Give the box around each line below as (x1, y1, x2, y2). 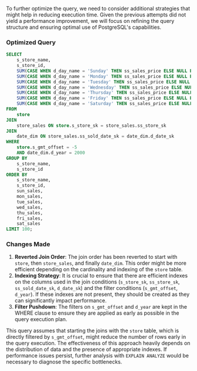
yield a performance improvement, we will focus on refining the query (6, 18, 175, 24)
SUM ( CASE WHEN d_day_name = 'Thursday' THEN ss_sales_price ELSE (16, 90, 180, 96)
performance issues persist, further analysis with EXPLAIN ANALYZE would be (6, 352, 189, 359)
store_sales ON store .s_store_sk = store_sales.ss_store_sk (16, 123, 167, 129)
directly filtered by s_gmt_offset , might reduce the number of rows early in (6, 333, 186, 340)
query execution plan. (14, 316, 67, 323)
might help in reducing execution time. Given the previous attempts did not (6, 11, 186, 18)
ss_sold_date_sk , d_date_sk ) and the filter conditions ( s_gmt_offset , (14, 285, 178, 292)
